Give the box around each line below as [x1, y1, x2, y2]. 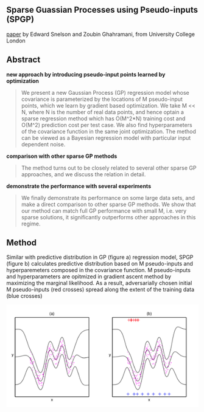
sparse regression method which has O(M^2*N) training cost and [21, 115, 186, 122]
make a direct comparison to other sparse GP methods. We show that [21, 201, 196, 208]
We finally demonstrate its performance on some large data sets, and [21, 194, 195, 201]
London [6, 36, 26, 44]
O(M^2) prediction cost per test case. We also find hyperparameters [21, 121, 193, 128]
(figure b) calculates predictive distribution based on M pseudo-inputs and [6, 260, 194, 267]
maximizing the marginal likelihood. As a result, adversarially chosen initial [6, 280, 192, 287]
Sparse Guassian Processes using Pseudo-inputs [6, 5, 198, 15]
